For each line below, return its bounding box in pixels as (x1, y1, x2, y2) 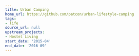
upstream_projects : (5, 30, 45, 35)
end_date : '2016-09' (5, 43, 47, 48)
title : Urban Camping (5, 7, 49, 12)
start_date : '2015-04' (5, 39, 51, 44)
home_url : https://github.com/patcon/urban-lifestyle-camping (5, 12, 134, 17)
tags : (5, 16, 16, 21)
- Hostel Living (5, 35, 38, 39)
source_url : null (5, 25, 40, 30)
